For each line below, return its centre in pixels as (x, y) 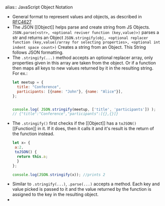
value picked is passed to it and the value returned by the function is (82, 189)
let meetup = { (28, 82)
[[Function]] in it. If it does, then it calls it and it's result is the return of (83, 129)
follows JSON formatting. (38, 52)
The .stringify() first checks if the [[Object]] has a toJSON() (74, 123)
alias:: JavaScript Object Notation (39, 7)
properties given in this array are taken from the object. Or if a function (84, 63)
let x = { (21, 143)
